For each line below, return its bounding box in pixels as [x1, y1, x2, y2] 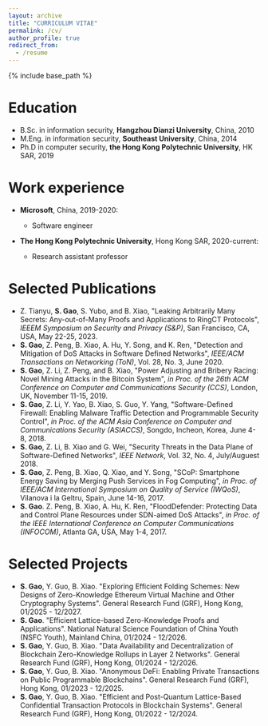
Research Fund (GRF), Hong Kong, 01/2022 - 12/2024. [19, 708, 198, 718]
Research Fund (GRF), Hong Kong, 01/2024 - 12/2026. [19, 657, 199, 668]
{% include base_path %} [8, 71, 93, 80]
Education [8, 99, 77, 117]
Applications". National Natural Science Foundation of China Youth [19, 624, 238, 633]
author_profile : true [8, 34, 81, 42]
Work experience [8, 179, 125, 197]
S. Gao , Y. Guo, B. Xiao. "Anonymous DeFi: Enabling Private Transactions [19, 666, 260, 676]
